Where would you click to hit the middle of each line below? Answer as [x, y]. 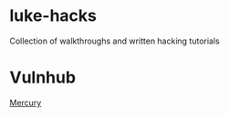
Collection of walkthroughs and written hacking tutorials [115, 41]
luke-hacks [53, 16]
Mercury [26, 102]
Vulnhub [42, 78]
